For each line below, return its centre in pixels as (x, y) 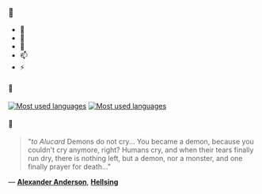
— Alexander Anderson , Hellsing (63, 181)
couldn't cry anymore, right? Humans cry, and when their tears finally (140, 150)
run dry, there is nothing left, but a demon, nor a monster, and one (135, 158)
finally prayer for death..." (69, 166)
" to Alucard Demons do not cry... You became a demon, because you (141, 141)
